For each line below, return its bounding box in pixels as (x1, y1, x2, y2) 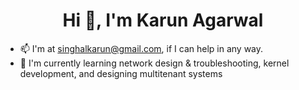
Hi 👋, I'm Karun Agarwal (62, 9, 264, 32)
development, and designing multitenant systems (19, 67, 223, 79)
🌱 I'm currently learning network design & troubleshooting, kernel (19, 57, 290, 69)
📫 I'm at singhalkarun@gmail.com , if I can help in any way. (19, 42, 264, 54)
